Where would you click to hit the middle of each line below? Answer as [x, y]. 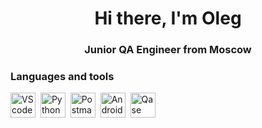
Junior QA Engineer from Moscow [168, 50]
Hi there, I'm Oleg [168, 18]
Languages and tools [62, 77]
